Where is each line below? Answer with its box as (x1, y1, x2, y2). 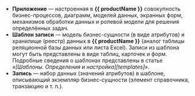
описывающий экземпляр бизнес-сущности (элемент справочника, (12, 76, 190, 83)
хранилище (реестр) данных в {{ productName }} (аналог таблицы (12, 38, 185, 44)
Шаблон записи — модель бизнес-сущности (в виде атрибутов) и (12, 31, 185, 38)
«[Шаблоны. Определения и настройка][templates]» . (12, 63, 150, 70)
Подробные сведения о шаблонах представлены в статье (12, 57, 163, 64)
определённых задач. (12, 24, 69, 32)
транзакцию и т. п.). (12, 83, 64, 90)
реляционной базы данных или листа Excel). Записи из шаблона (12, 44, 179, 51)
